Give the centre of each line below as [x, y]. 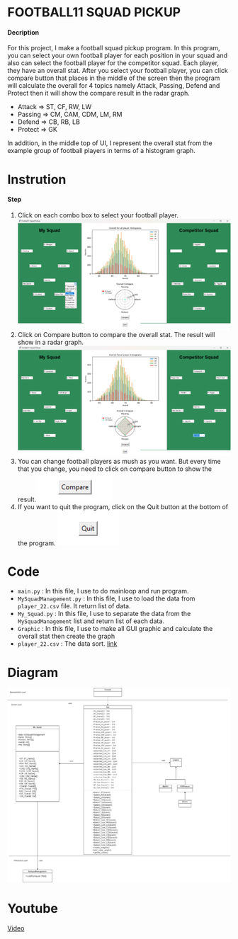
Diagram [33, 672]
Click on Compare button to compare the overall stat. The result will [116, 334]
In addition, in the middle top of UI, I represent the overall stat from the [110, 143]
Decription [23, 32]
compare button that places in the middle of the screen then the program [114, 78]
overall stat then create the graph [66, 636]
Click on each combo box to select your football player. [98, 215]
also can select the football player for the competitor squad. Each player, [113, 63]
